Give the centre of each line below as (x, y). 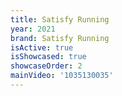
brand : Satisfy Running (60, 38)
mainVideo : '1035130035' (62, 76)
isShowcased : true (48, 57)
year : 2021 (33, 29)
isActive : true (42, 47)
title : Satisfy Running (60, 19)
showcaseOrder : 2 (46, 66)
